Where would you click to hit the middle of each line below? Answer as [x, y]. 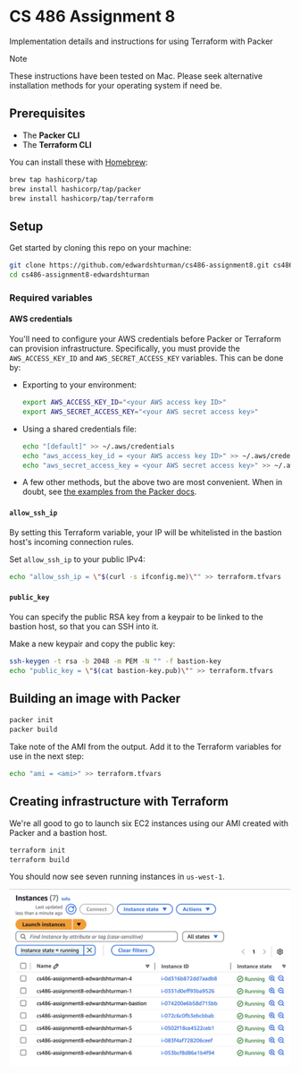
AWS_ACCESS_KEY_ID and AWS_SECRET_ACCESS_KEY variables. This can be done [146, 358]
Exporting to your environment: [79, 385]
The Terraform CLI [57, 144]
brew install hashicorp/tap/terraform [81, 199]
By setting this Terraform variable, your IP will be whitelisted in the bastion [146, 532]
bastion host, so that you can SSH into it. [84, 626]
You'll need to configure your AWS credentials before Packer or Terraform [145, 339]
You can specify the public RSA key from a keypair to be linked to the [136, 617]
